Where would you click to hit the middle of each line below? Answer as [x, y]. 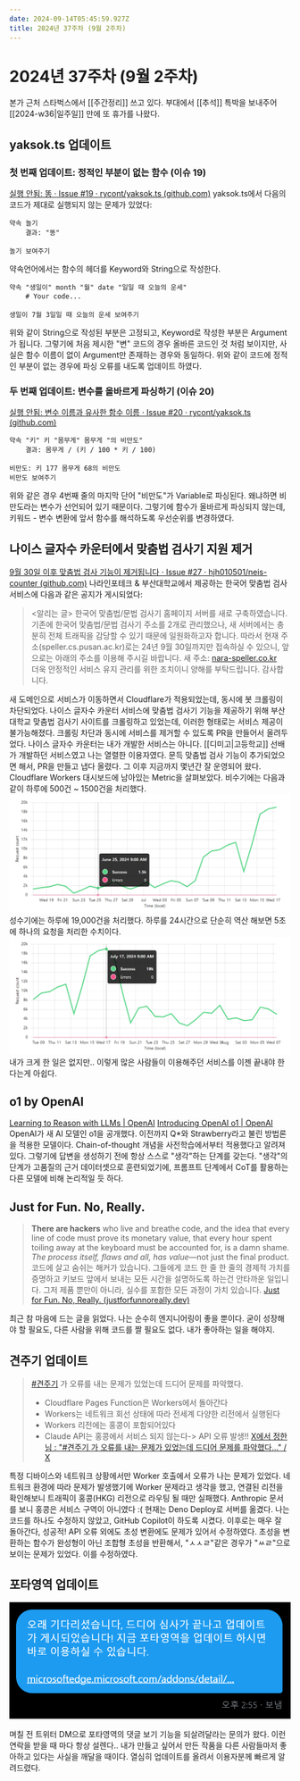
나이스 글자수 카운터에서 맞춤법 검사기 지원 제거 [131, 549]
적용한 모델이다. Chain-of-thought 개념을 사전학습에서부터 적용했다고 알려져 [152, 1145]
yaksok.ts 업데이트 [60, 144]
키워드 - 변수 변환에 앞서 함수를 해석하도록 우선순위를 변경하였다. [122, 518]
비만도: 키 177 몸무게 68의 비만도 [65, 469]
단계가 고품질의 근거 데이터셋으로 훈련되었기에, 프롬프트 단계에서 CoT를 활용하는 [149, 1167]
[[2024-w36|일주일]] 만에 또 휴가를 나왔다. [85, 114]
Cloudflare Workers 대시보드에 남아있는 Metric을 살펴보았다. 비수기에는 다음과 [147, 778]
